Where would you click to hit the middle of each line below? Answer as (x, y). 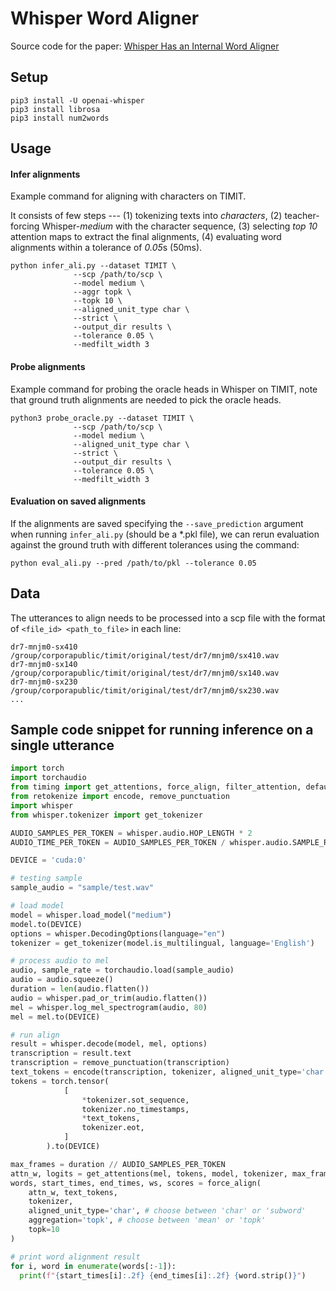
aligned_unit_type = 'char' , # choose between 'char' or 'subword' (167, 1211)
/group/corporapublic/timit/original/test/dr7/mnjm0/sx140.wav (145, 673)
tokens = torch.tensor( (60, 1081)
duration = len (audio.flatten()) (80, 989)
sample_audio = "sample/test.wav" (82, 888)
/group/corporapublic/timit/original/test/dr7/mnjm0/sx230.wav (145, 690)
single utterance (62, 745)
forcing (25, 226)
